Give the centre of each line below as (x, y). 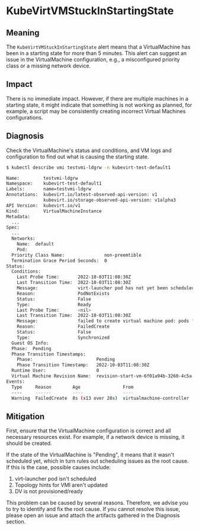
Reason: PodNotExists (63, 293)
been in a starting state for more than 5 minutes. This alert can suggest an (97, 53)
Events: (16, 382)
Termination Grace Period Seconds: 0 (60, 261)
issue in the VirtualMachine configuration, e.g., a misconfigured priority (93, 59)
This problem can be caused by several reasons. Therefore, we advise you (97, 503)
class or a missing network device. (48, 66)
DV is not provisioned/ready (49, 492)
